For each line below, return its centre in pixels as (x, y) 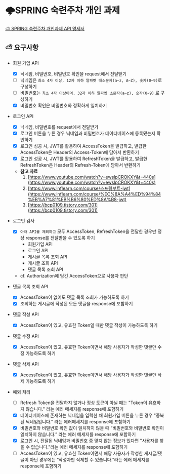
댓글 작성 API (26, 314)
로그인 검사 (24, 221)
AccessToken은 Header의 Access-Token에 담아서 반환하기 (79, 152)
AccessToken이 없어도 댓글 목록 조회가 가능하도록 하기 (74, 297)
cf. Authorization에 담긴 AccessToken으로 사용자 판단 (74, 276)
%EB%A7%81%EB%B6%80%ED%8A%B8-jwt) (77, 200)
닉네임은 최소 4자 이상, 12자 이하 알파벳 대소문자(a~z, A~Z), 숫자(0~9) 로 (91, 80)
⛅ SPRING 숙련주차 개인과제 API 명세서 (45, 28)
